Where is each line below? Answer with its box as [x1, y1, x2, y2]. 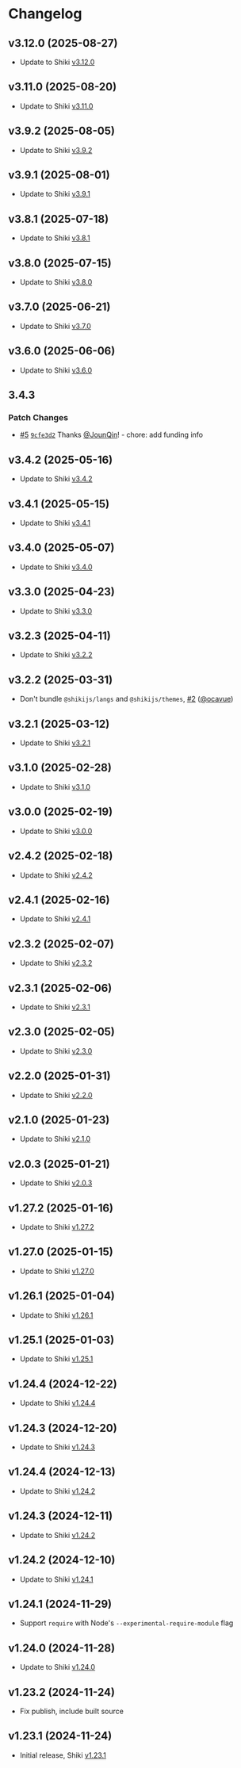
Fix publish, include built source [19, 1706, 124, 1716]
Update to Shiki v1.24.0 [19, 1663, 96, 1672]
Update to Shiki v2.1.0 [19, 1135, 91, 1144]
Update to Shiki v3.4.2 [19, 474, 93, 484]
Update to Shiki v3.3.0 [19, 606, 93, 615]
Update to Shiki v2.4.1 [19, 914, 91, 924]
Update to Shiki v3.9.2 [19, 145, 93, 155]
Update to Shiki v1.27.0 [19, 1266, 95, 1276]
